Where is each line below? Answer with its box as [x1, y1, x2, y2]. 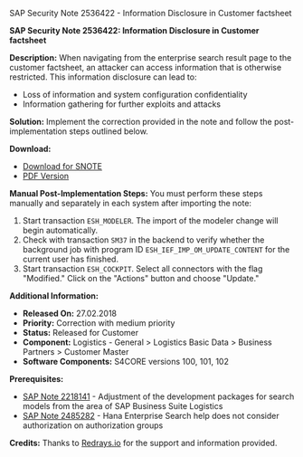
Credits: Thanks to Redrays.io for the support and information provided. [9, 438, 278, 448]
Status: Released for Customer [22, 328, 138, 338]
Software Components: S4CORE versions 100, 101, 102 [22, 357, 229, 367]
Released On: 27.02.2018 [22, 308, 118, 319]
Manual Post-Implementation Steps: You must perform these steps [9, 188, 263, 198]
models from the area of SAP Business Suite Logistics [22, 401, 223, 411]
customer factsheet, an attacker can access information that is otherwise [9, 62, 282, 72]
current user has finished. [22, 253, 119, 264]
